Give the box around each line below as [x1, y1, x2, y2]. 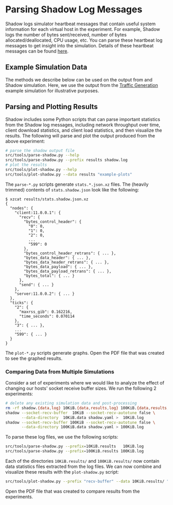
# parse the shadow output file [5, 148, 75, 153]
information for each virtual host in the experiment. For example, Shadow [5, 26, 161, 32]
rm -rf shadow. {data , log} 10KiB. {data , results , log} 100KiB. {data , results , [5, 405, 169, 410]
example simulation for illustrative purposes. [5, 88, 99, 94]
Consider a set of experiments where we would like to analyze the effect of [5, 380, 165, 386]
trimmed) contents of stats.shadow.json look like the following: [5, 186, 139, 193]
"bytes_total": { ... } [24, 273, 75, 278]
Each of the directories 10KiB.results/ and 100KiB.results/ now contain [5, 458, 160, 464]
